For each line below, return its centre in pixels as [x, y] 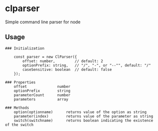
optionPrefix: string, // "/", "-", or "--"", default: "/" [87, 65]
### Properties [20, 82]
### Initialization [25, 48]
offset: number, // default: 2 [63, 61]
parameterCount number [42, 95]
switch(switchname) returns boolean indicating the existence [83, 120]
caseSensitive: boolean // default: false [67, 69]
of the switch [19, 125]
